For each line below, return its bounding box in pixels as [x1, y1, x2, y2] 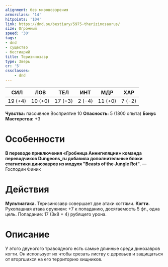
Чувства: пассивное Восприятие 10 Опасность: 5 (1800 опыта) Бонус [5, 110, 156, 116]
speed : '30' [5, 31, 30, 36]
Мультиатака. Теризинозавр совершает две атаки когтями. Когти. [5, 200, 150, 207]
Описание [5, 229, 50, 240]
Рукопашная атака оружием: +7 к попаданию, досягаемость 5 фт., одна [5, 206, 160, 212]
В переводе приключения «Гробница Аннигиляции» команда [5, 150, 142, 156]
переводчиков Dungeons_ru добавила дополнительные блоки [5, 155, 143, 161]
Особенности [5, 133, 65, 145]
